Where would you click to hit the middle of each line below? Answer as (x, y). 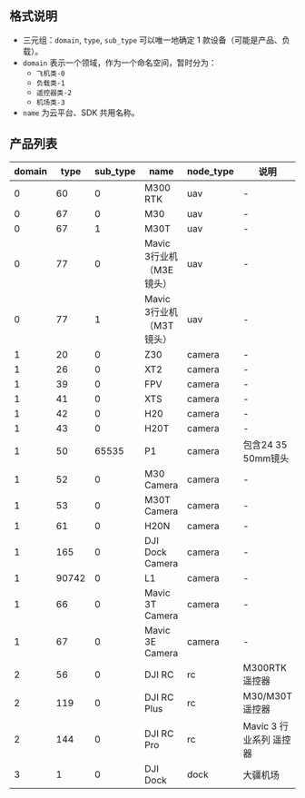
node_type (211, 171)
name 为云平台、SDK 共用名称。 (81, 113)
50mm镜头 (266, 458)
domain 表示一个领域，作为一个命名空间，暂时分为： (119, 63)
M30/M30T (268, 695)
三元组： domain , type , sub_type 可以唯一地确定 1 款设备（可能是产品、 (152, 40)
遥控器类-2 (54, 93)
